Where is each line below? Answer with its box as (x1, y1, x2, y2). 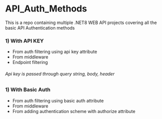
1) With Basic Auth (5, 86, 51, 93)
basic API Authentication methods (5, 24, 75, 30)
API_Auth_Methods (5, 3, 87, 14)
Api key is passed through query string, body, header (5, 70, 115, 76)
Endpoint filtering (12, 59, 48, 65)
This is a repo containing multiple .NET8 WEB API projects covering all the (5, 19, 157, 25)
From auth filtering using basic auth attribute (12, 97, 104, 103)
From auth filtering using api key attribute (12, 48, 97, 55)
